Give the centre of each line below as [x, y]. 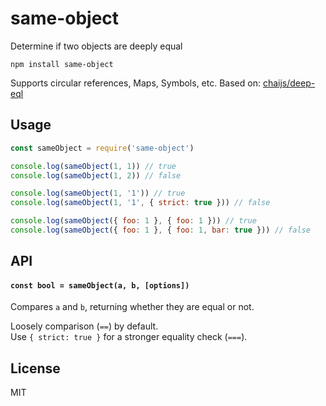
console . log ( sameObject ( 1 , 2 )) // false [96, 175]
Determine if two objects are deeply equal [96, 46]
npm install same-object [62, 64]
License [35, 368]
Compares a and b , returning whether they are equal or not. [132, 307]
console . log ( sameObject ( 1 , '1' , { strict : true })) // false [140, 203]
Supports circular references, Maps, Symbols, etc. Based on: [135, 83]
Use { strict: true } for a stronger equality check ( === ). [129, 337]
